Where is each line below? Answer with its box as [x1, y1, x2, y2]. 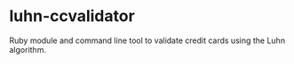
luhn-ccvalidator [9, 6, 135, 26]
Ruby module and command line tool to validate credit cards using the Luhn [9, 35, 286, 46]
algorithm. [9, 44, 47, 54]
